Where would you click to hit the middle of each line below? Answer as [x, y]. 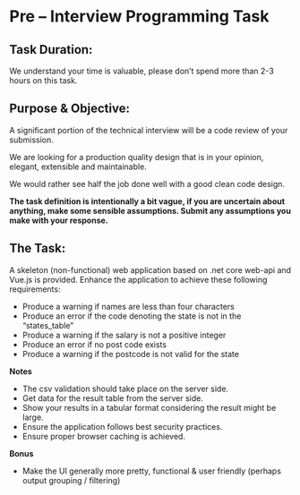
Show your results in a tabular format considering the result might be [149, 407]
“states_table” [48, 325]
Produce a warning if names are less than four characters [128, 306]
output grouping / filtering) [71, 480]
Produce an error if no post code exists [94, 344]
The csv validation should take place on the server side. [125, 388]
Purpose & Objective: [69, 109]
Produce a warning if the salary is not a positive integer [124, 335]
